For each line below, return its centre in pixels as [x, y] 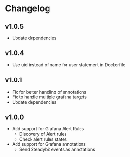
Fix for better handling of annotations [49, 92]
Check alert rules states [43, 139]
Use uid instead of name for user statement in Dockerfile [69, 65]
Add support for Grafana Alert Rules [48, 129]
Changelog [28, 8]
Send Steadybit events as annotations [57, 149]
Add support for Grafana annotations [49, 144]
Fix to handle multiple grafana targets [49, 97]
